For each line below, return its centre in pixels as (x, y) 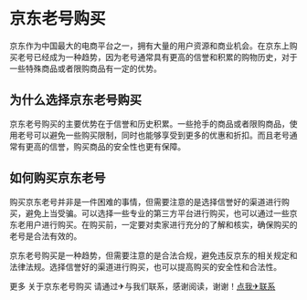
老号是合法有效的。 (46, 236)
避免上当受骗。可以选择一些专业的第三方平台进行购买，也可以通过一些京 (161, 213)
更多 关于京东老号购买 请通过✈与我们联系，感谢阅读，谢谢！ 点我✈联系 (143, 286)
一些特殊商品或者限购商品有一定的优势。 (85, 68)
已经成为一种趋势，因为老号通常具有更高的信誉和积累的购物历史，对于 (165, 57)
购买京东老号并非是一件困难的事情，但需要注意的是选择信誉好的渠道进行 (145, 202)
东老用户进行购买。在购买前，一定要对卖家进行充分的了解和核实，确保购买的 (153, 224)
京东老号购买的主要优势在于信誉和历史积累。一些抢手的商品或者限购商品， (149, 123)
